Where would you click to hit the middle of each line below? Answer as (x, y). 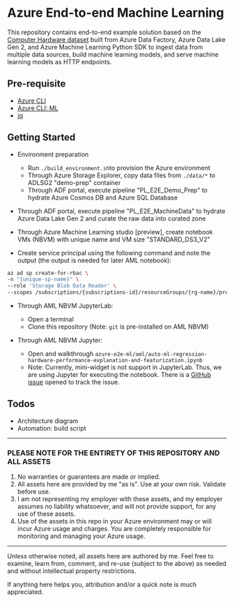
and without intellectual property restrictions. (72, 571)
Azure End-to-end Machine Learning (116, 13)
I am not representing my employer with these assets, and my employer (120, 499)
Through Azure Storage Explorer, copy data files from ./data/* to (122, 175)
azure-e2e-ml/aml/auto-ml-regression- (151, 355)
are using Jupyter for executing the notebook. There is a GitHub (119, 375)
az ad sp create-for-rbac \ (48, 273)
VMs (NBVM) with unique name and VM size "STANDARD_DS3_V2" (114, 239)
